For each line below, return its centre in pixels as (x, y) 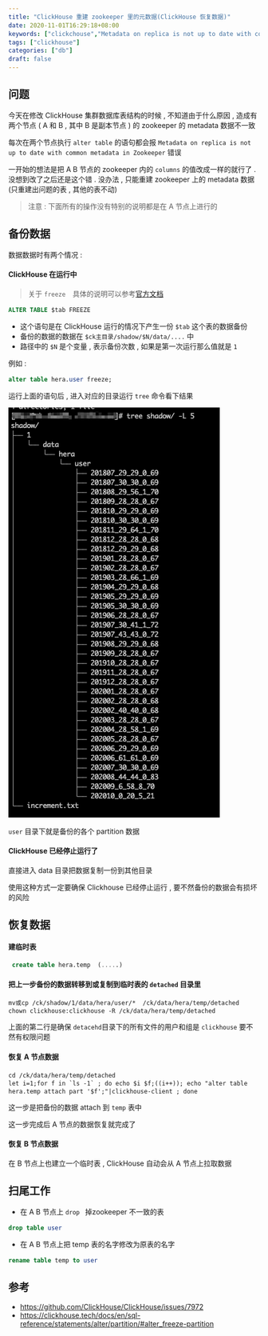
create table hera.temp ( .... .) (67, 965)
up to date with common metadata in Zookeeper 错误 (95, 152)
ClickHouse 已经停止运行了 (53, 851)
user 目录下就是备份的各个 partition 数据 (74, 831)
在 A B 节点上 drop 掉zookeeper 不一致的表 (92, 1211)
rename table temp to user (53, 1260)
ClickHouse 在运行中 (43, 274)
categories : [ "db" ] (41, 51)
